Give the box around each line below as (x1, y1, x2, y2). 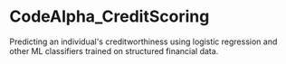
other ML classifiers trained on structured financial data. (9, 45, 219, 56)
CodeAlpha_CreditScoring (9, 6, 210, 27)
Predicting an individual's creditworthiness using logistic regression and (9, 36, 278, 47)
